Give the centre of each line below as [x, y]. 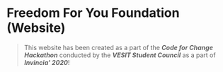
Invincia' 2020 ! [47, 62]
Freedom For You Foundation [93, 13]
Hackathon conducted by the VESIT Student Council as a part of [120, 55]
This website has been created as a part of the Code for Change [119, 47]
